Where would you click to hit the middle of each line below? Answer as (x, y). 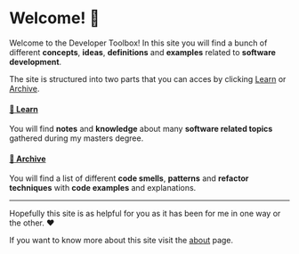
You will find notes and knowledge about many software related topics (141, 129)
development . (36, 61)
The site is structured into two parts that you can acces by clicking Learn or (148, 78)
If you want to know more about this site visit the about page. (121, 241)
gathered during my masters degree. (77, 138)
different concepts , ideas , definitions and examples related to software (142, 52)
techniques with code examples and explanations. (103, 188)
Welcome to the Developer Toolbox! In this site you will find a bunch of (138, 43)
